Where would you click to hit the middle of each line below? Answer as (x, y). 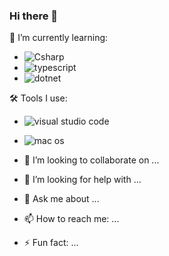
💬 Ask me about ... (61, 199)
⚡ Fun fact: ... (51, 243)
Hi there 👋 (34, 16)
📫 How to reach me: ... (71, 219)
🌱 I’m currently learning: (59, 38)
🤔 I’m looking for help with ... (82, 180)
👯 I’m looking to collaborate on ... (91, 160)
